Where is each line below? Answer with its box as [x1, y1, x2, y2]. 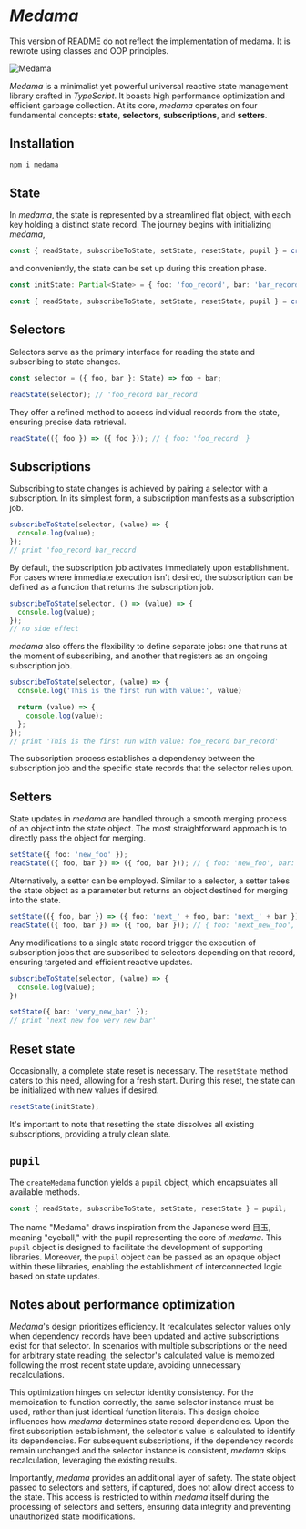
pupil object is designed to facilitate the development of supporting [9, 1241, 264, 1252]
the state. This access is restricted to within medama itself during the [9, 1492, 270, 1503]
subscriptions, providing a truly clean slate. [9, 1128, 171, 1139]
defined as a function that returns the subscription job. [9, 581, 214, 592]
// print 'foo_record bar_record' [9, 545, 141, 555]
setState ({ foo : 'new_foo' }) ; [9, 851, 128, 860]
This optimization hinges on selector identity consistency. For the [9, 1387, 254, 1398]
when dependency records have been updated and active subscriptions [9, 1330, 280, 1341]
